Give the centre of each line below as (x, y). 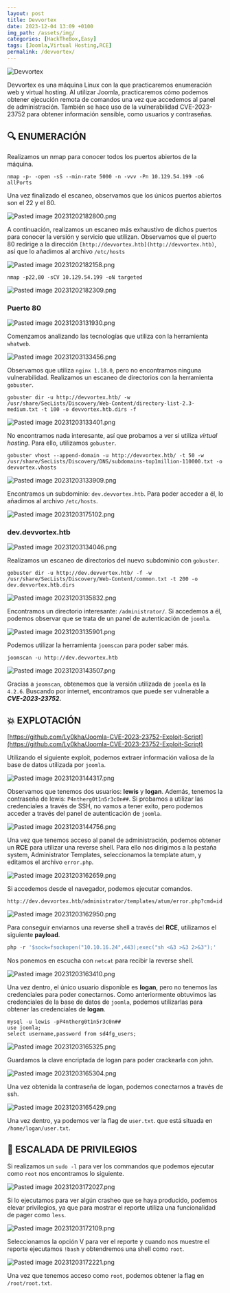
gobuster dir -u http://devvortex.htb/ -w (69, 397)
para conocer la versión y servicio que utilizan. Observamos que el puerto (112, 236)
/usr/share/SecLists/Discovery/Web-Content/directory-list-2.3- (101, 403)
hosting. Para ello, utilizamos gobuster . (62, 443)
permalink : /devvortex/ (41, 52)
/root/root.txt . (30, 1283)
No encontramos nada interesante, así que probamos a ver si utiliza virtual (112, 435)
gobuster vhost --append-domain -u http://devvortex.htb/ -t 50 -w (106, 455)
